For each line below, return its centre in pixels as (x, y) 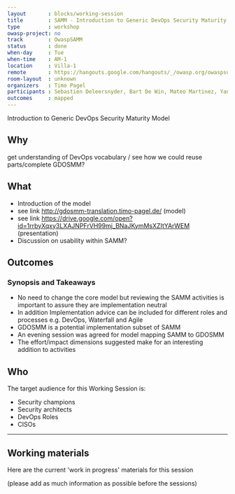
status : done (37, 46)
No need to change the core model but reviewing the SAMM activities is (121, 297)
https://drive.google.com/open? (87, 218)
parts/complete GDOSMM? (46, 164)
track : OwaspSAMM (45, 40)
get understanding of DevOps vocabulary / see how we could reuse (105, 157)
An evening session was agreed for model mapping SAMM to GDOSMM (121, 335)
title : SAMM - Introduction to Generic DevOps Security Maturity (117, 20)
